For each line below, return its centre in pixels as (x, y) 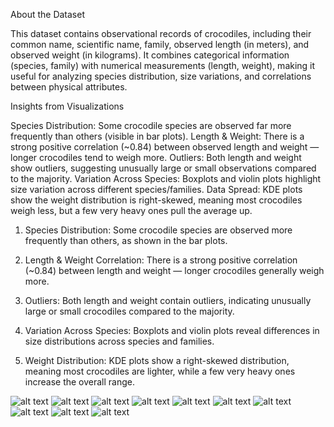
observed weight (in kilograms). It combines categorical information (150, 55)
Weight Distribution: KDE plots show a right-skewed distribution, (157, 360)
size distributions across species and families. (119, 341)
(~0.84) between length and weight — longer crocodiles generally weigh (174, 270)
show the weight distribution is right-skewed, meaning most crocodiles (156, 200)
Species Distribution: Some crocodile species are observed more (158, 230)
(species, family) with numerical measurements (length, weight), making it (163, 65)
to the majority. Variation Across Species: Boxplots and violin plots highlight (166, 178)
